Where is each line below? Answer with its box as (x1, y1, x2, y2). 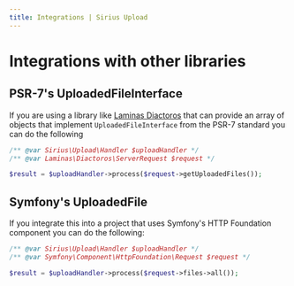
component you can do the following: (9, 228, 145, 238)
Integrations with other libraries (9, 50, 246, 71)
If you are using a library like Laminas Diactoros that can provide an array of (9, 110, 285, 120)
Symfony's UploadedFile (9, 194, 148, 209)
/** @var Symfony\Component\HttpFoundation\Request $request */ (9, 252, 251, 261)
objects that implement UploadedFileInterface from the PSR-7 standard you (9, 119, 285, 129)
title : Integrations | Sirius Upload (9, 12, 148, 22)
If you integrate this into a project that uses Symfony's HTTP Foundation (9, 218, 272, 228)
